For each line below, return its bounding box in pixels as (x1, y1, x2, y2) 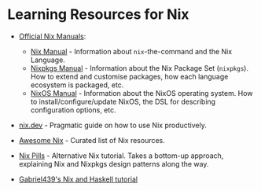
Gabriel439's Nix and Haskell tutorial (18, 174, 138, 184)
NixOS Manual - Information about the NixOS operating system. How (30, 88, 253, 97)
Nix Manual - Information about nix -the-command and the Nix (30, 46, 233, 56)
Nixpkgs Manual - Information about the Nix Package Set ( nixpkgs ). (30, 63, 249, 72)
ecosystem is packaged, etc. (30, 80, 124, 90)
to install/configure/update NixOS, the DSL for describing (30, 97, 216, 106)
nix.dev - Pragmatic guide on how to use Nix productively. (18, 120, 208, 130)
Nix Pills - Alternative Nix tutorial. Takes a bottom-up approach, (18, 151, 224, 160)
